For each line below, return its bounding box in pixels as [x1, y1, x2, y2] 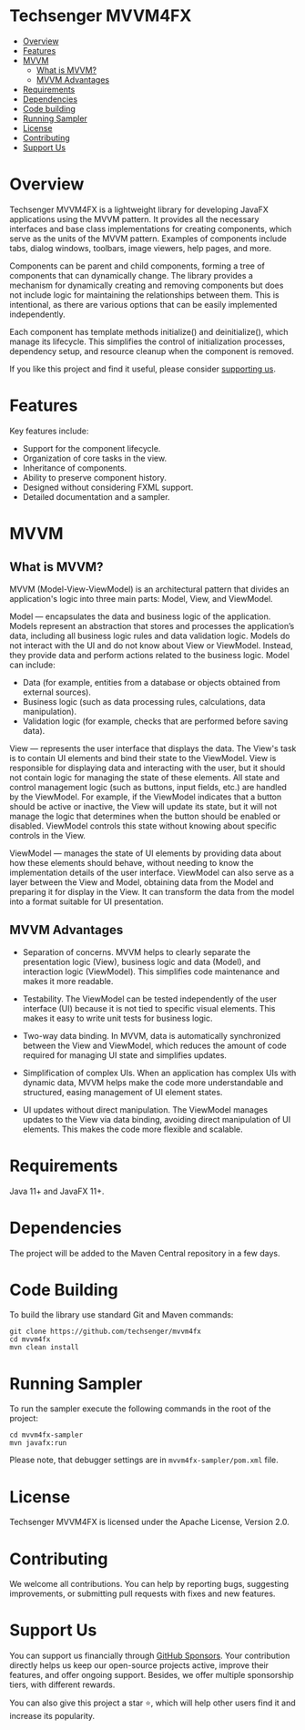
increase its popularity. [9, 1711, 96, 1722]
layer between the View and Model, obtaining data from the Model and [9, 876, 275, 888]
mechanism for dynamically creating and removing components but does [9, 280, 284, 290]
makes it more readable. [22, 975, 114, 986]
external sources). [22, 687, 91, 697]
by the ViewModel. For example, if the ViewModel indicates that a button [9, 791, 282, 802]
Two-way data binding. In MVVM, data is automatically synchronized [22, 1030, 281, 1041]
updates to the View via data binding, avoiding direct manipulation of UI [22, 1114, 291, 1124]
